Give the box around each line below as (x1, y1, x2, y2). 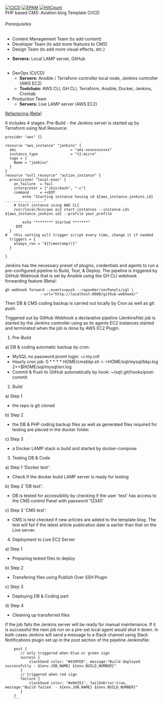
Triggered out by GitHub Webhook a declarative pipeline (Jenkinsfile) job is (5, 315, 156, 321)
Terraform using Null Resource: (5, 125, 68, 131)
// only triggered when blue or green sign (20, 650, 110, 655)
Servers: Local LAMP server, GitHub (12, 56, 86, 62)
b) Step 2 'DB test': (5, 483, 43, 489)
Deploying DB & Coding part (12, 593, 69, 599)
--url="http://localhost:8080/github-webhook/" (39, 291, 138, 297)
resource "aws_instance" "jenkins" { (5, 143, 82, 148)
